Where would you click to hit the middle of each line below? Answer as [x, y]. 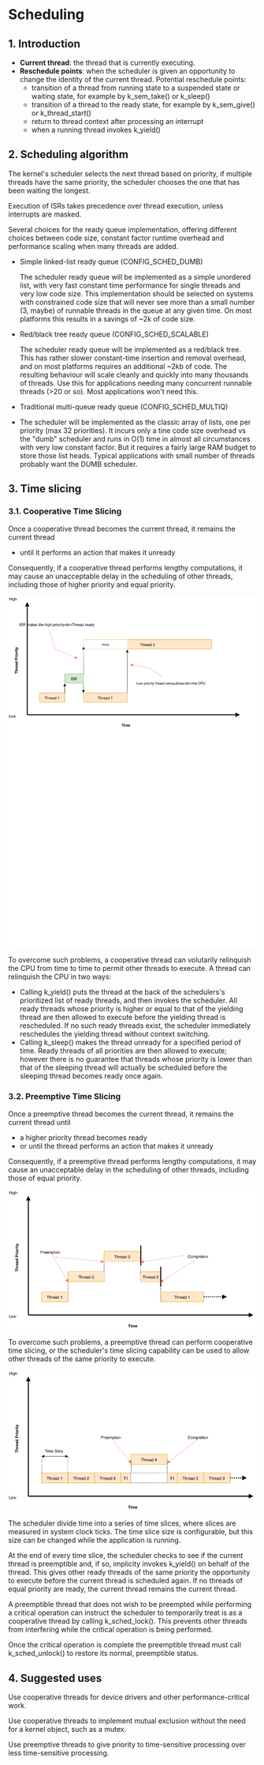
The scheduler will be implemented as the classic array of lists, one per [135, 422]
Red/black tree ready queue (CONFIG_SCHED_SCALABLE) [114, 334]
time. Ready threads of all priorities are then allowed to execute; [123, 1051]
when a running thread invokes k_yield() [96, 130]
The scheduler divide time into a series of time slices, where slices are [122, 1523]
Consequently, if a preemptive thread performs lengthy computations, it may [132, 1161]
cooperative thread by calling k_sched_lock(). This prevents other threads [128, 1621]
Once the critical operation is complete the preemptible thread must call [125, 1645]
